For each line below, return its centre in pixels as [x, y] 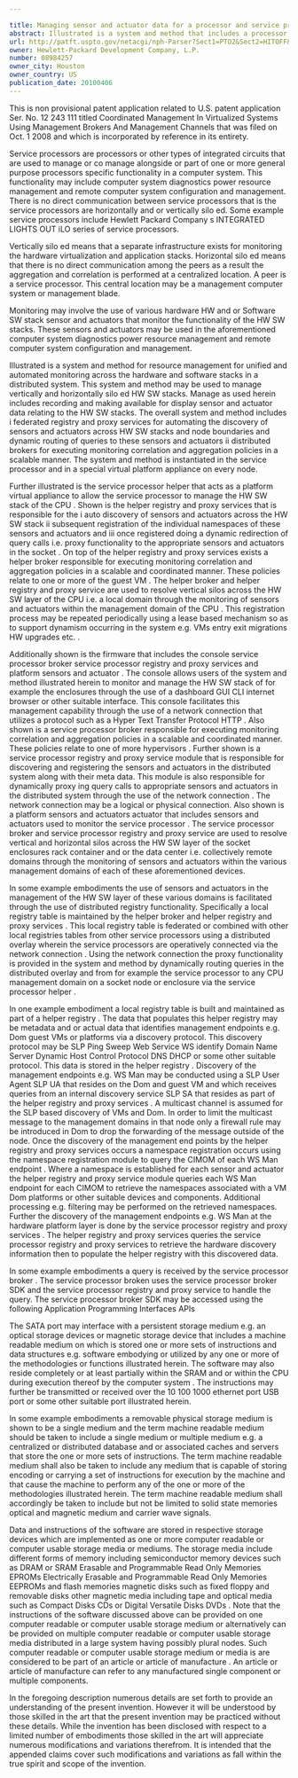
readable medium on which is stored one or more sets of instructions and [143, 1344]
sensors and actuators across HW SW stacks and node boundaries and [140, 431]
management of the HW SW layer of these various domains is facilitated [141, 897]
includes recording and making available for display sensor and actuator [141, 403]
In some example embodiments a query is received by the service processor [149, 1271]
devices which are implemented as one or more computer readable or [137, 1539]
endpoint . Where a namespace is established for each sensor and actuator [147, 1169]
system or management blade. [65, 293]
